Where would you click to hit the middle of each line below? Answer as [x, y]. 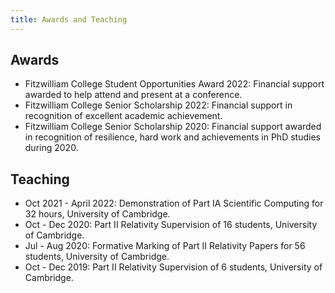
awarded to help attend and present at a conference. [133, 95]
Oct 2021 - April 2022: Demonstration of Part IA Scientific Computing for [174, 203]
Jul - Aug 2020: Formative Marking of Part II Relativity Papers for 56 [165, 246]
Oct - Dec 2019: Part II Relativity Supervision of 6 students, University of [173, 267]
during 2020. [51, 148]
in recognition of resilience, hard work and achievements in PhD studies [172, 137]
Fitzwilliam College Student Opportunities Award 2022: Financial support [174, 84]
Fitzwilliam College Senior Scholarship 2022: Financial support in [158, 105]
